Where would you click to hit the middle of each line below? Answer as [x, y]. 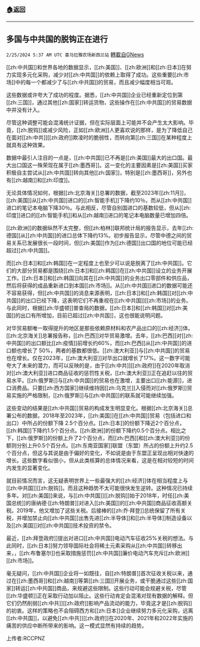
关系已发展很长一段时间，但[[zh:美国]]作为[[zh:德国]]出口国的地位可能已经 [102, 243]
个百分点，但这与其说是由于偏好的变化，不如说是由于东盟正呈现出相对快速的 [100, 453]
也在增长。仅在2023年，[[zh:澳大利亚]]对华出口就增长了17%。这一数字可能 [98, 358]
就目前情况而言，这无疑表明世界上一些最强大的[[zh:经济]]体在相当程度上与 [97, 481]
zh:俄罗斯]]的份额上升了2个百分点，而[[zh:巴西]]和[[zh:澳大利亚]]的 [103, 438]
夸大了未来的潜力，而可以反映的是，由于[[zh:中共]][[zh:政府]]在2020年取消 [98, 365]
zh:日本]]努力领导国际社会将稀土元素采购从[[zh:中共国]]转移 [104, 546]
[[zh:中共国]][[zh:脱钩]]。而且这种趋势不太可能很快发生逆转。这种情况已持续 [99, 488]
